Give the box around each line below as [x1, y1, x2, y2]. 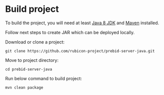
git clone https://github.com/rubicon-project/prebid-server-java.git [5, 48, 155, 53]
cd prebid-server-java [5, 67, 52, 72]
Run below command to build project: [5, 75, 82, 81]
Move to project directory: [5, 57, 59, 63]
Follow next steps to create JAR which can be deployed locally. [5, 29, 135, 35]
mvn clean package [5, 85, 43, 90]
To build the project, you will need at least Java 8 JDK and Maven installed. [5, 20, 160, 26]
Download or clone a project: [5, 39, 65, 45]
